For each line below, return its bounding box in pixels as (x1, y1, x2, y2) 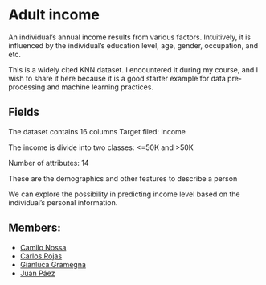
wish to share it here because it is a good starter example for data (8, 73, 227, 83)
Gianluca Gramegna (19, 259, 87, 269)
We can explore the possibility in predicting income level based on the (8, 189, 241, 199)
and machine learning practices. (47, 82, 154, 92)
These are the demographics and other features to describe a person (8, 173, 238, 183)
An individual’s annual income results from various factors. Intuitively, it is (8, 32, 252, 42)
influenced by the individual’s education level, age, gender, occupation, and (8, 40, 259, 50)
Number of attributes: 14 (8, 158, 89, 167)
